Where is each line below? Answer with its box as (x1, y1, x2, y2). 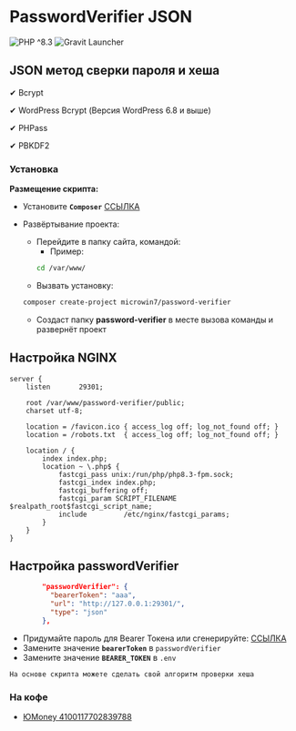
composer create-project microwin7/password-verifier (22, 298, 231, 307)
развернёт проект (36, 323, 107, 334)
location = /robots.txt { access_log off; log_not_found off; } (26, 430, 280, 439)
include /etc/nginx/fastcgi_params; (57, 510, 230, 519)
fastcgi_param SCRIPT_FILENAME (57, 493, 178, 503)
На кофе (9, 690, 48, 703)
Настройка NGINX (9, 350, 117, 366)
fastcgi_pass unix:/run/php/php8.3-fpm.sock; (57, 470, 234, 479)
